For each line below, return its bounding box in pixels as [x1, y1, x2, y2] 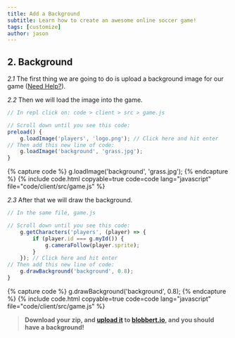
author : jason [7, 30, 49, 37]
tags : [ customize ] [7, 23, 61, 30]
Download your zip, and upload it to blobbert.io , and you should [24, 316, 215, 324]
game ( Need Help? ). [7, 82, 66, 91]
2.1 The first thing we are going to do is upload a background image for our [7, 74, 224, 83]
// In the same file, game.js [7, 209, 96, 216]
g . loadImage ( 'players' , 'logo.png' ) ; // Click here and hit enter [20, 135, 219, 142]
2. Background [7, 56, 73, 67]
